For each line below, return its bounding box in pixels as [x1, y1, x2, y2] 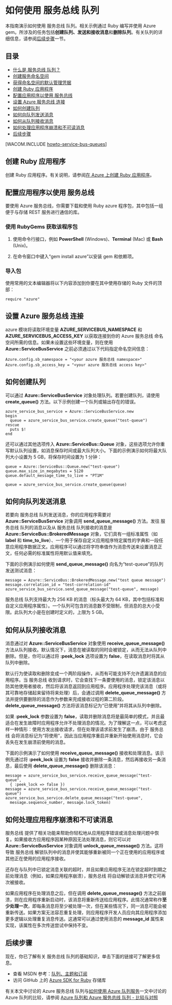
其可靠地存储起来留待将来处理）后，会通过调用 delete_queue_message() [5, 690, 160, 696]
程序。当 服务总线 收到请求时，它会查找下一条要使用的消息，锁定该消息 [9, 677, 160, 683]
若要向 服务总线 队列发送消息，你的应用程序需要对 [5, 512, 111, 518]
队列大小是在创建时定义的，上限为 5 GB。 [18, 609, 106, 615]
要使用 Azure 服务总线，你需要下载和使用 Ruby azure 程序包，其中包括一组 [5, 203, 164, 209]
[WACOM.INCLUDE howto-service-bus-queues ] [5, 141, 107, 147]
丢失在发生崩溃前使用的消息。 [5, 739, 68, 745]
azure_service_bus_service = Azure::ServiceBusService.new [5, 409, 134, 414]
